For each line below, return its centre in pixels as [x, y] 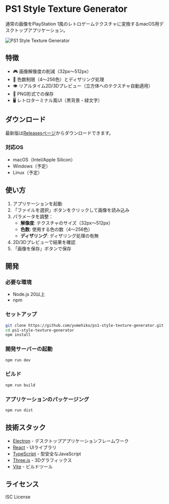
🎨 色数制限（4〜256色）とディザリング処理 [58, 79]
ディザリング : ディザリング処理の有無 [59, 236]
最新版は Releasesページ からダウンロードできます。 [59, 133]
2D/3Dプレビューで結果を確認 [44, 242]
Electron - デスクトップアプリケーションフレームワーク [71, 441]
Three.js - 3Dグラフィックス [42, 460]
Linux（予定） [27, 172]
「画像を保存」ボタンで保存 [42, 248]
